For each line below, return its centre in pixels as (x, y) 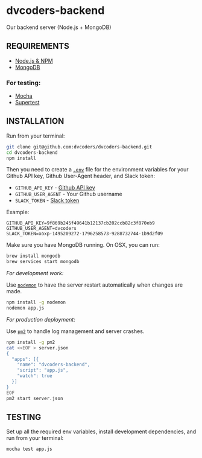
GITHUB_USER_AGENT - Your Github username (68, 194)
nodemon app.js (25, 308)
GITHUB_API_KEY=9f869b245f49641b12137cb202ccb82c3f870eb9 (80, 223)
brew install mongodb (33, 256)
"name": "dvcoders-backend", (54, 365)
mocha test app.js (29, 449)
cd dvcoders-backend (32, 152)
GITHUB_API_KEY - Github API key (55, 188)
